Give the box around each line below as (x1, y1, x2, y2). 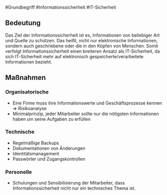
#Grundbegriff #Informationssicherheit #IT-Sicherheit (5, 5, 117, 10)
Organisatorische (5, 88, 49, 95)
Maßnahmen (5, 73, 46, 82)
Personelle (5, 168, 32, 175)
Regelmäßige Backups (12, 140, 59, 146)
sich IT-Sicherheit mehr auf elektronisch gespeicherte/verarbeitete (5, 53, 144, 59)
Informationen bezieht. (5, 59, 52, 65)
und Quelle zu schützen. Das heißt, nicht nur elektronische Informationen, (5, 37, 158, 43)
